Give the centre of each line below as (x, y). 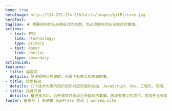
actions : (15, 29)
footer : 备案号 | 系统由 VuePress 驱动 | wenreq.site (61, 100)
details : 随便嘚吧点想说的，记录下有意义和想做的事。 (60, 77)
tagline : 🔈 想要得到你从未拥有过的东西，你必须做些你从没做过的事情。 (72, 24)
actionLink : (18, 62)
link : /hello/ (29, 53)
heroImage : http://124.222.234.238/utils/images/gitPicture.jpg (75, 15)
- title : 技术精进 (24, 81)
